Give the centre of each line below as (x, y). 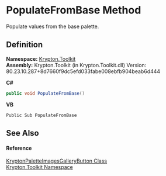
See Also (23, 133)
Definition (24, 45)
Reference (19, 148)
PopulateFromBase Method (74, 10)
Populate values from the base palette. (53, 26)
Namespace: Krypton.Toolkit (41, 58)
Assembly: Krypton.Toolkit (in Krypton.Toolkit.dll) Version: (76, 65)
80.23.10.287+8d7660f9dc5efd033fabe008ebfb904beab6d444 (83, 71)
